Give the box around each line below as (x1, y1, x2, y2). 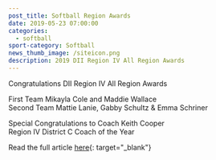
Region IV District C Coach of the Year (8, 126, 135, 137)
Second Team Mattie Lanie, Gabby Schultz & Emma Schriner (8, 102, 209, 113)
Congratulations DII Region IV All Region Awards (8, 78, 168, 88)
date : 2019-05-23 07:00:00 (8, 19, 99, 27)
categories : (8, 27, 48, 35)
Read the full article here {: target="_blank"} (8, 142, 152, 152)
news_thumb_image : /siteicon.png (8, 49, 120, 57)
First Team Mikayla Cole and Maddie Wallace (8, 94, 157, 104)
